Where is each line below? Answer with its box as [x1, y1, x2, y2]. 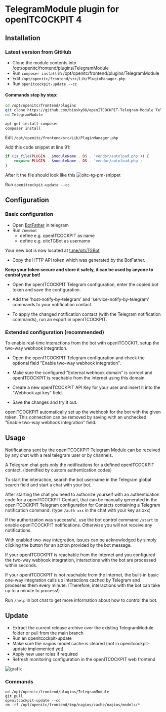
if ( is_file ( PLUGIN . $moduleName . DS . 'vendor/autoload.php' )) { [5, 154, 149, 159]
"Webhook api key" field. [12, 390, 63, 396]
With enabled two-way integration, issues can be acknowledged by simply [5, 537, 157, 543]
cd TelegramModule [5, 112, 43, 117]
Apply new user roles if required [12, 651, 78, 657]
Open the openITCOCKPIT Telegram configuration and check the [12, 355, 145, 361]
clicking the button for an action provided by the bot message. [5, 542, 132, 548]
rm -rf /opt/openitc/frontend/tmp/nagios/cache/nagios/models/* [5, 702, 140, 707]
